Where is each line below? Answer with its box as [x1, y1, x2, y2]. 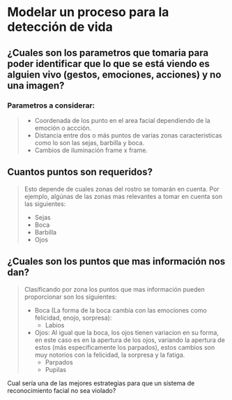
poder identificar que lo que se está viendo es [7, 57, 210, 70]
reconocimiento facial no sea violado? [7, 386, 116, 394]
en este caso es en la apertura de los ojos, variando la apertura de [34, 336, 225, 344]
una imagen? [7, 80, 65, 91]
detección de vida [7, 19, 114, 35]
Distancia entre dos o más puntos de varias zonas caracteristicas [34, 131, 222, 140]
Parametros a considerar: [7, 101, 95, 110]
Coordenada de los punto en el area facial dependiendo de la [34, 116, 210, 124]
